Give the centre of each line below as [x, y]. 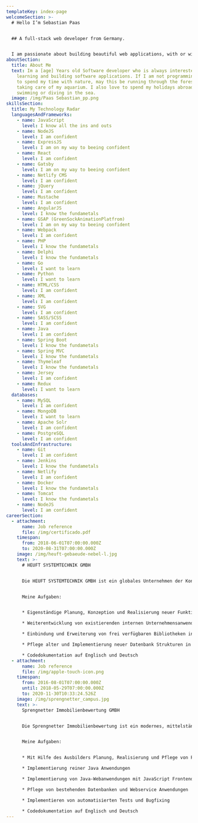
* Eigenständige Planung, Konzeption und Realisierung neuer [98, 613]
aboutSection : [24, 60]
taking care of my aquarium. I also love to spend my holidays [96, 87]
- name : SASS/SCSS [39, 318]
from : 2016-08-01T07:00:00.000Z [61, 683]
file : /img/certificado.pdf [56, 532]
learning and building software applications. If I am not [91, 76]
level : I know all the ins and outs [67, 126]
